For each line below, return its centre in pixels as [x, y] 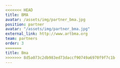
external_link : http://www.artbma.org [46, 34]
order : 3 [15, 43]
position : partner [25, 24]
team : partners [21, 39]
